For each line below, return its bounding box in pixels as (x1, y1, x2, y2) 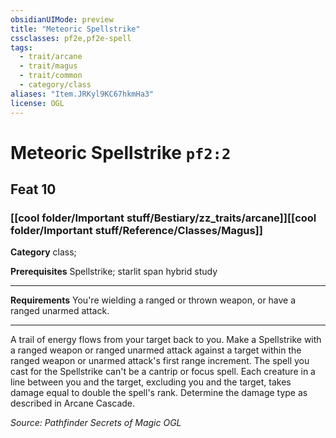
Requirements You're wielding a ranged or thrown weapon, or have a (10, 294, 297, 306)
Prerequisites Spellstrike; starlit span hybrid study (10, 266, 218, 278)
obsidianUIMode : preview (10, 14, 114, 25)
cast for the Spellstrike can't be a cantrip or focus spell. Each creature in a (10, 366, 316, 378)
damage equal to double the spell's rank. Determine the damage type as (10, 387, 308, 399)
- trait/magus (19, 61, 78, 71)
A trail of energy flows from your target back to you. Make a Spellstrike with (10, 334, 322, 346)
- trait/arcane (19, 52, 83, 62)
